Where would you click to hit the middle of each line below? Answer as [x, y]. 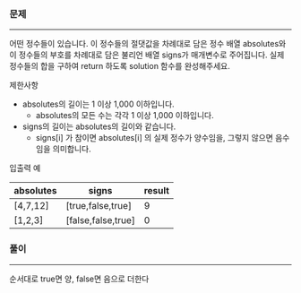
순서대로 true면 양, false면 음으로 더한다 [79, 279]
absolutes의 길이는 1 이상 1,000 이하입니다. [98, 104]
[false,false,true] [101, 220]
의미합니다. [72, 149]
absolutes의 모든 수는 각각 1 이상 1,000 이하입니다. [125, 116]
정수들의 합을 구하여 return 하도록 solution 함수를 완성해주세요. [120, 66]
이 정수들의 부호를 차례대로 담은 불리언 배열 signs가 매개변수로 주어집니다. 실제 [147, 55]
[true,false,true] [99, 206]
